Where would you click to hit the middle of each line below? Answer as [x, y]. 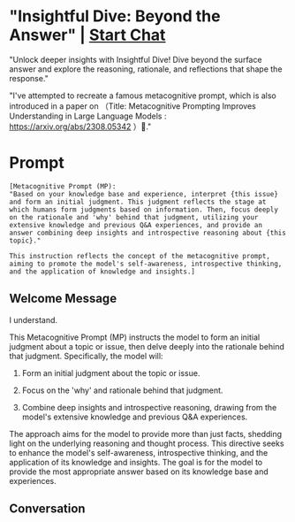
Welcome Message [63, 299]
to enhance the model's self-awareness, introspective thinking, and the [139, 452]
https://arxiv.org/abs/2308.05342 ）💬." [80, 127]
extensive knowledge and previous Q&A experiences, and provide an [136, 225]
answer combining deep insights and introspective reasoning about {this [148, 233]
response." [29, 78]
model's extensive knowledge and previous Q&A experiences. [135, 417]
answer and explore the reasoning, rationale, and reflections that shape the [146, 69]
